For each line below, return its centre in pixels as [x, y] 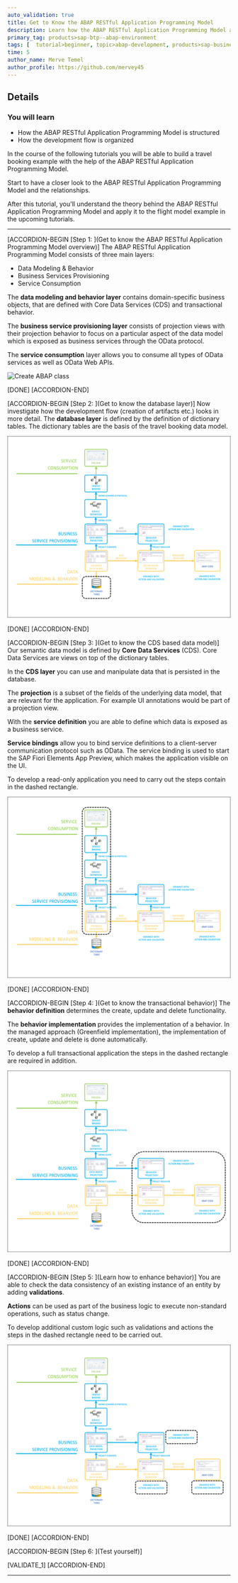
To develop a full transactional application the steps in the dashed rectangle [118, 1053]
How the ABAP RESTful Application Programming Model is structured [119, 133]
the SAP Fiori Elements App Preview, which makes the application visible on [118, 758]
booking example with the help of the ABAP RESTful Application [101, 161]
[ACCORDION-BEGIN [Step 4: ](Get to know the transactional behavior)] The [119, 1003]
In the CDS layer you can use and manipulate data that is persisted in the [114, 672]
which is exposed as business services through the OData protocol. [106, 341]
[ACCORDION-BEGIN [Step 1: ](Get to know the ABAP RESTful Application [115, 240]
